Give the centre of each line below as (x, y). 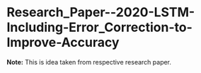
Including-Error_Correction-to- (99, 27)
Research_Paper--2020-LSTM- (101, 12)
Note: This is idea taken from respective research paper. (89, 62)
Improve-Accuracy (63, 43)
